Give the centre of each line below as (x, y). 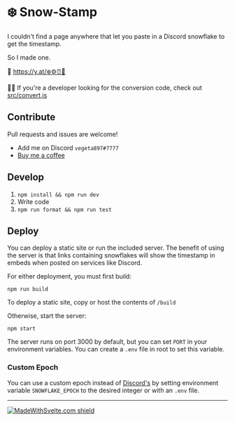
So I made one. (29, 57)
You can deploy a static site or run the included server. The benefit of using (116, 248)
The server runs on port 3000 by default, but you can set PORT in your (107, 342)
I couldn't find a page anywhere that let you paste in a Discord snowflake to (116, 36)
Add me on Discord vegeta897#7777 (68, 147)
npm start (22, 329)
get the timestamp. (34, 44)
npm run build (28, 289)
